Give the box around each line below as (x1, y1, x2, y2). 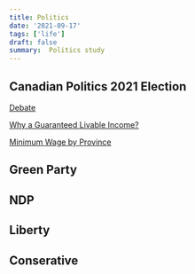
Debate (9, 102, 36, 113)
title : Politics (9, 12, 69, 22)
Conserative (9, 253, 79, 268)
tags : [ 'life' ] (9, 29, 66, 38)
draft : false (9, 37, 58, 47)
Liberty (9, 223, 51, 238)
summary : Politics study (9, 46, 105, 55)
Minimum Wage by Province (9, 137, 112, 147)
